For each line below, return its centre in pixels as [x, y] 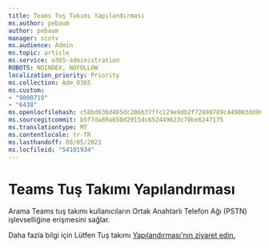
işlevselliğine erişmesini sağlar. [59, 220]
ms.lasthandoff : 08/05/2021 [55, 142]
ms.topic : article [39, 53]
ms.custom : [26, 90]
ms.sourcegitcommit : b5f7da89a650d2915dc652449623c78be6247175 [116, 120]
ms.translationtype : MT [48, 127]
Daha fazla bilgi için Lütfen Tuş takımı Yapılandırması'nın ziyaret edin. [122, 235]
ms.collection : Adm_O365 [50, 82]
